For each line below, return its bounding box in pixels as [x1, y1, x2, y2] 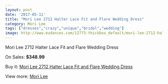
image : [5, 30, 19, 35]
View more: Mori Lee [5, 73, 48, 79]
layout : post [5, 7, 32, 12]
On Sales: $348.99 [5, 54, 45, 60]
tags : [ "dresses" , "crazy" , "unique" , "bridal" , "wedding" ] [5, 26, 124, 31]
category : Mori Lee [5, 21, 46, 26]
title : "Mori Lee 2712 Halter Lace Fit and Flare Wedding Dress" [5, 16, 144, 21]
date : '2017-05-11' [5, 12, 46, 17]
